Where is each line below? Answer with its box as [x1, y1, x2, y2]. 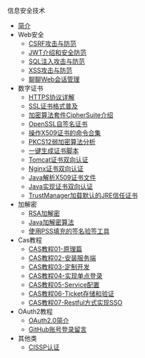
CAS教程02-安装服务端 [28, 254, 96, 262]
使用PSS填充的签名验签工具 [28, 227, 110, 235]
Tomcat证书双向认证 [28, 156, 89, 164]
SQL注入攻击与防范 [28, 57, 86, 66]
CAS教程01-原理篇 [28, 245, 83, 253]
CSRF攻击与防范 [28, 39, 77, 48]
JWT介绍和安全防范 [28, 49, 87, 56]
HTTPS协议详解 [28, 93, 75, 101]
